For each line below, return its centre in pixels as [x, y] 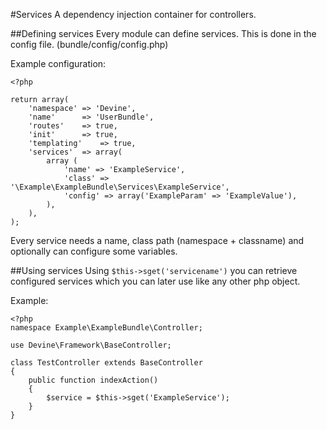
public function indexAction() [93, 380]
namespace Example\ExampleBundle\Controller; [106, 328]
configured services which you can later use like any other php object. [155, 281]
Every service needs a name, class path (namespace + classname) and [157, 240]
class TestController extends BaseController [106, 363]
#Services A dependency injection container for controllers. [133, 14]
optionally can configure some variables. [94, 251]
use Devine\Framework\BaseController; [91, 345]
